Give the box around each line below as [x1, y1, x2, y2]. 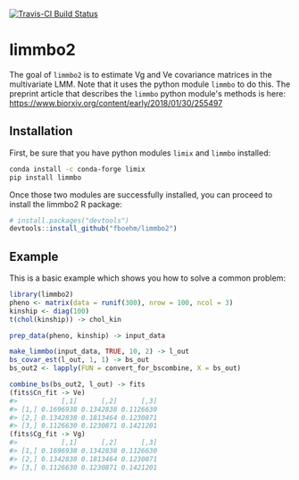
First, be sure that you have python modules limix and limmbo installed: [9, 147, 271, 158]
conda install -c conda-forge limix [9, 164, 145, 173]
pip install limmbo [9, 173, 82, 182]
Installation [9, 123, 73, 139]
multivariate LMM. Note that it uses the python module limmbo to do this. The [9, 79, 291, 89]
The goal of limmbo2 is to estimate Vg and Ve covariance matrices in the [9, 69, 272, 80]
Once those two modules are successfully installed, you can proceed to [9, 189, 273, 200]
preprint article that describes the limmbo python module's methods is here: [9, 88, 286, 98]
